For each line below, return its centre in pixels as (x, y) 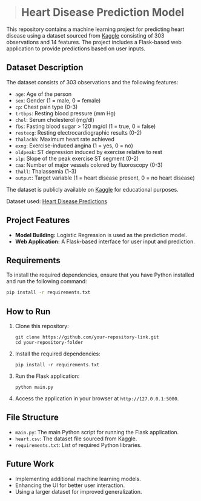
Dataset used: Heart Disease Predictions (57, 201)
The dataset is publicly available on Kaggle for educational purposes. (92, 189)
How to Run (28, 311)
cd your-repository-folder (49, 343)
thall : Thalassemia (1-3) (46, 171)
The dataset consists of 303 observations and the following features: (92, 82)
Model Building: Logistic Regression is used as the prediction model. (101, 235)
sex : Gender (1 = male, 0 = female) (58, 100)
